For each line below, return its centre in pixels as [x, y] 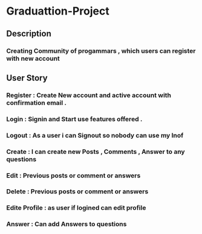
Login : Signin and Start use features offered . [74, 119]
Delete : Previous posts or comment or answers [77, 192]
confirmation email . [37, 102]
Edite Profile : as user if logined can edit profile [76, 208]
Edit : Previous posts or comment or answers [73, 175]
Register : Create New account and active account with [89, 95]
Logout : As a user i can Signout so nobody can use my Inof [95, 135]
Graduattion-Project [58, 11]
